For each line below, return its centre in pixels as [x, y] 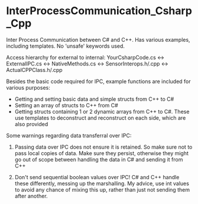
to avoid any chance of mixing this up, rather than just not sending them [102, 189]
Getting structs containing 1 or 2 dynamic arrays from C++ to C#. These [102, 111]
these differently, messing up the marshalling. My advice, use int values [102, 183]
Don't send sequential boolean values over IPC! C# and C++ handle [97, 177]
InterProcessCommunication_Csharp [99, 11]
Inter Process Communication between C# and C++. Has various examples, [98, 40]
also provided [31, 124]
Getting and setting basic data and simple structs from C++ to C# [94, 99]
